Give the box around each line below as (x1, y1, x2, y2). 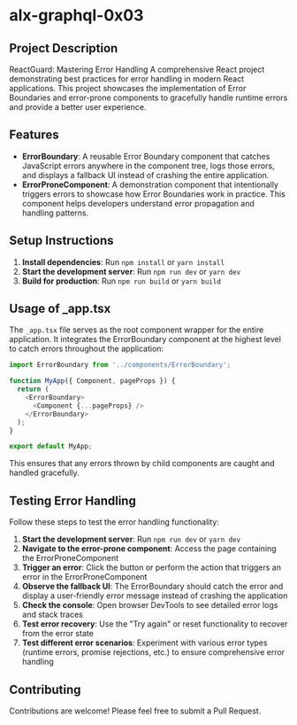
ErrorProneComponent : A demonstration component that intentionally (21, 179, 278, 190)
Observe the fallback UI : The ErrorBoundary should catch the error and (21, 581, 284, 592)
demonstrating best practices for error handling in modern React (9, 74, 245, 84)
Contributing (9, 682, 81, 697)
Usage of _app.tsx (9, 301, 111, 316)
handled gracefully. (9, 467, 80, 479)
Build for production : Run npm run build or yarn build (21, 276, 221, 286)
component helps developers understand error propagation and (21, 198, 255, 208)
